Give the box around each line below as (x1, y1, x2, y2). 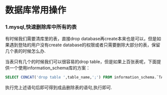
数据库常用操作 (5, 4, 67, 16)
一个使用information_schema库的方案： (9, 65, 90, 71)
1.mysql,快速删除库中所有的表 (5, 23, 77, 30)
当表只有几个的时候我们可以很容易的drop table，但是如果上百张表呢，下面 (5, 59, 157, 65)
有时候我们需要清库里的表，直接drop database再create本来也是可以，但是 (5, 36, 157, 42)
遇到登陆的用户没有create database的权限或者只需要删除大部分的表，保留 (9, 42, 161, 48)
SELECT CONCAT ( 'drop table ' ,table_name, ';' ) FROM (5, 75, 112, 80)
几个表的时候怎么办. (5, 48, 46, 54)
